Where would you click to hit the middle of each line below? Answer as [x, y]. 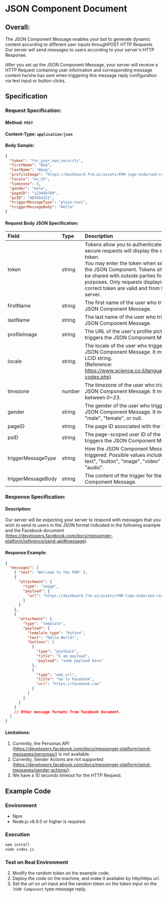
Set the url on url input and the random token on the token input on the [84, 884]
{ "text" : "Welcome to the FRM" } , [51, 573]
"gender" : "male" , [29, 188]
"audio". [94, 468]
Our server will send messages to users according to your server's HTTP [80, 50]
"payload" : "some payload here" [70, 661]
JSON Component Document [66, 9]
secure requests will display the [122, 251]
